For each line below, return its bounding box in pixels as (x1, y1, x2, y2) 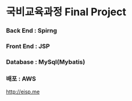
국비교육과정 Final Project (6, 5, 127, 19)
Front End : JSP (6, 42, 51, 50)
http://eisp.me (6, 88, 40, 95)
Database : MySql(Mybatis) (6, 58, 85, 66)
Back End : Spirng (6, 27, 57, 35)
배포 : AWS (6, 74, 36, 82)
